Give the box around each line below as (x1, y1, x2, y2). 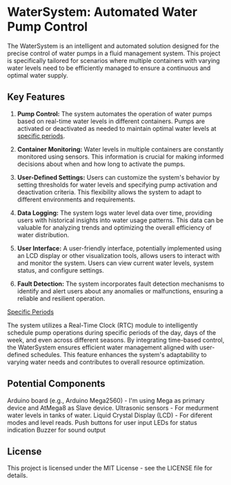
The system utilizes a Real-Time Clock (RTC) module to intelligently (7, 321, 199, 329)
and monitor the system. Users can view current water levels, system (17, 259, 214, 267)
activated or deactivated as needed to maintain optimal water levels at (17, 124, 217, 132)
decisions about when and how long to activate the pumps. (17, 160, 185, 168)
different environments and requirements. (17, 195, 136, 203)
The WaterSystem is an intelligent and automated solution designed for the (7, 42, 219, 50)
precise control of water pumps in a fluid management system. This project (7, 49, 221, 57)
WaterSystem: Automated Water (7, 4, 198, 20)
